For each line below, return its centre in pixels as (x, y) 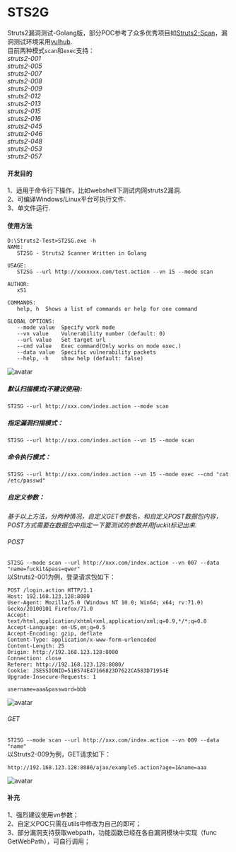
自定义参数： (26, 497)
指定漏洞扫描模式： (35, 422)
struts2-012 (24, 96)
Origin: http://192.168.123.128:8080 (63, 652)
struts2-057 (25, 156)
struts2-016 (24, 118)
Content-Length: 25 (36, 646)
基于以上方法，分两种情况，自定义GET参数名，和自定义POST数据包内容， (115, 517)
